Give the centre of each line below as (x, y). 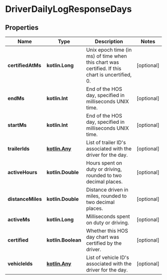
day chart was (103, 237)
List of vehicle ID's (108, 257)
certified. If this (104, 68)
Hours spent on (104, 163)
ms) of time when (107, 56)
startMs (17, 125)
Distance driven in (107, 190)
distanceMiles (25, 199)
